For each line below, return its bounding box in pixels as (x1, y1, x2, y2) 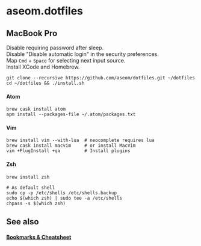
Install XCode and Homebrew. (6, 63, 80, 70)
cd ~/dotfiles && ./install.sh (6, 80, 85, 86)
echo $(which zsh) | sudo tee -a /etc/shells (6, 195, 122, 201)
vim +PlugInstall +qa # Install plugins (6, 148, 131, 154)
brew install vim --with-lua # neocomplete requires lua (6, 137, 155, 144)
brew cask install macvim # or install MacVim (6, 143, 136, 149)
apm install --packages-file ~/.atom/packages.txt (6, 111, 136, 118)
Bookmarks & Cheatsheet (6, 233, 72, 241)
